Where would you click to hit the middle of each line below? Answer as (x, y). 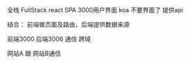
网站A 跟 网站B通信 (34, 53)
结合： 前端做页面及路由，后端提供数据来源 (68, 25)
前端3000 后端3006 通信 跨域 (49, 39)
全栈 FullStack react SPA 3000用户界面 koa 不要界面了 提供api (95, 10)
